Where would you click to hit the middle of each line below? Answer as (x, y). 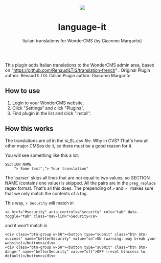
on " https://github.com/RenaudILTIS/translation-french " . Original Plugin (78, 70)
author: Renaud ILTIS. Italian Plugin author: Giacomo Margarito (68, 75)
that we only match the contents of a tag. (46, 193)
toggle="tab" (18, 216)
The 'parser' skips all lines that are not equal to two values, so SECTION (78, 177)
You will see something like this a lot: (42, 155)
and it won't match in (26, 225)
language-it (82, 27)
